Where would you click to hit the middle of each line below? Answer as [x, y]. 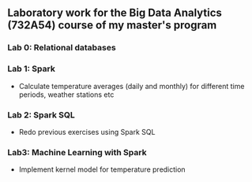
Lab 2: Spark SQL [41, 115]
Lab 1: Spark [32, 69]
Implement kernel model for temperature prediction [102, 169]
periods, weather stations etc [66, 95]
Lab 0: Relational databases [62, 48]
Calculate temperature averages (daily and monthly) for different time [132, 86]
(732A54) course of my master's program [112, 26]
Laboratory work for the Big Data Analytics [115, 13]
